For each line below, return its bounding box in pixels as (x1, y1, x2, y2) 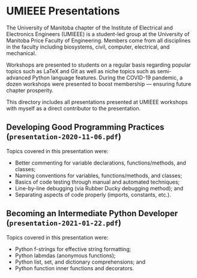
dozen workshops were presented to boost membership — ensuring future (6, 80, 192, 88)
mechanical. (6, 49, 37, 56)
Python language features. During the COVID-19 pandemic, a (32, 74, 183, 81)
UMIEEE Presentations (6, 4, 120, 18)
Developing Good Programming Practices (6, 122, 165, 133)
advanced (6, 74, 31, 81)
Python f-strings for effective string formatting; (14, 245, 132, 253)
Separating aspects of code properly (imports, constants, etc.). (14, 191, 171, 198)
